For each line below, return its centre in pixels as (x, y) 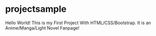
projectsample (36, 9)
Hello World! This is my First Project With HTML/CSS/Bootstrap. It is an (78, 23)
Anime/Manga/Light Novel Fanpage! (42, 28)
